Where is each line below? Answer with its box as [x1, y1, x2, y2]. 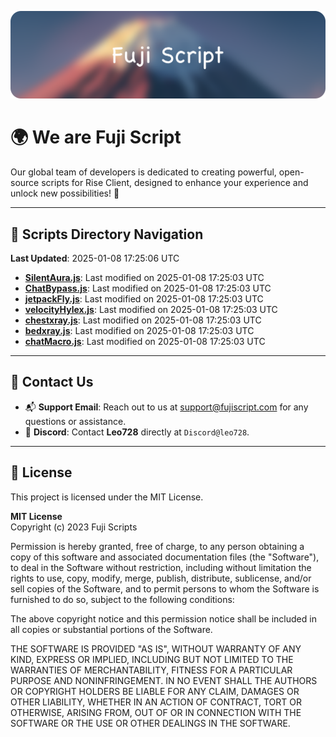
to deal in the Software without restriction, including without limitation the [10, 561, 312, 573]
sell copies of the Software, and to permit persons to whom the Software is [10, 582, 320, 595]
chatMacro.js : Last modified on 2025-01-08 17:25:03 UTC [24, 336, 266, 348]
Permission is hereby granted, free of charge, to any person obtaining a [10, 540, 305, 552]
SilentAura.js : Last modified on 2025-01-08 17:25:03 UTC [24, 272, 265, 284]
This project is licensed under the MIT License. [10, 491, 204, 503]
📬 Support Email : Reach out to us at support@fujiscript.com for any [24, 401, 309, 413]
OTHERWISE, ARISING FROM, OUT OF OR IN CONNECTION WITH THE [10, 706, 302, 718]
